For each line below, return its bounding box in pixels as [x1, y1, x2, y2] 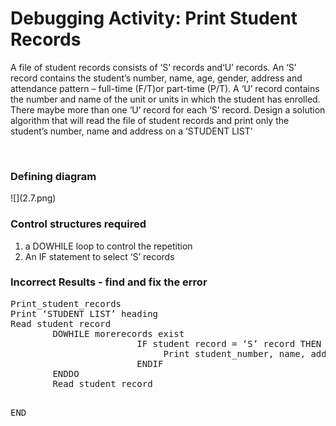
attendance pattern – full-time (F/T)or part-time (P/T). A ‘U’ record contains [10, 82, 320, 94]
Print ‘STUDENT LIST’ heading [10, 308, 159, 319]
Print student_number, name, [163, 348, 307, 359]
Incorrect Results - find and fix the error [10, 275, 208, 289]
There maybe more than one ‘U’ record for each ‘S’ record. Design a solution [10, 103, 326, 116]
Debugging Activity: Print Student [10, 7, 298, 30]
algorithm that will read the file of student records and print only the [10, 114, 290, 126]
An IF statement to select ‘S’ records [24, 250, 175, 262]
